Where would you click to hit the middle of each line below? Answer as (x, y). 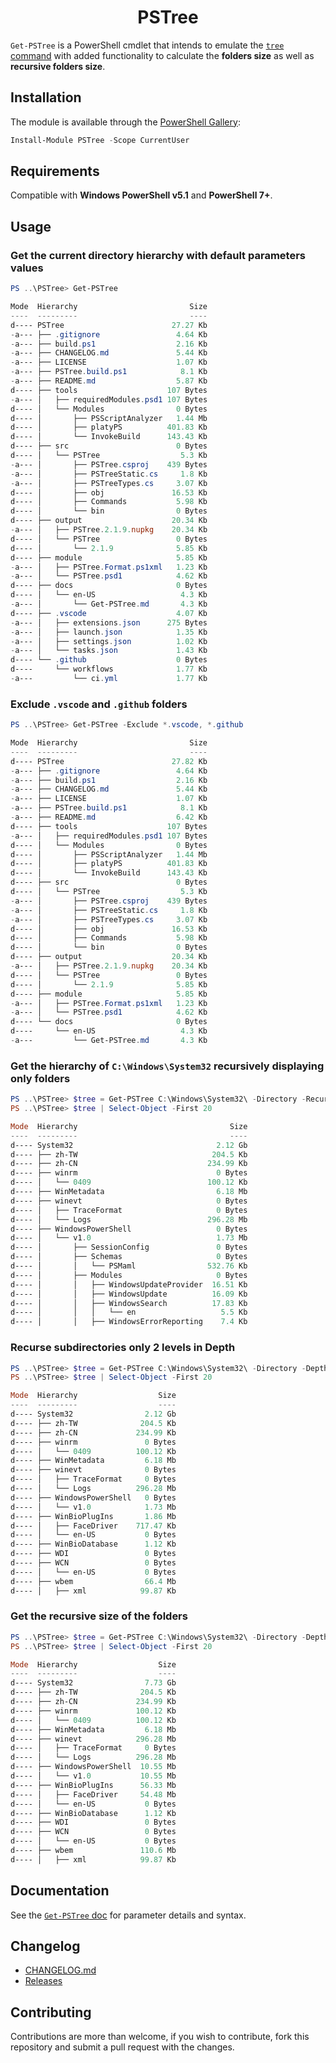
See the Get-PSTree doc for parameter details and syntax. (128, 1915)
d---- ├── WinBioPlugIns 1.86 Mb (93, 1516)
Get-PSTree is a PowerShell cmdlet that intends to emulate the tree (147, 45)
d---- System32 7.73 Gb (93, 1683)
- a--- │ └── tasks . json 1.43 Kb (109, 651)
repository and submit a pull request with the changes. (122, 2047)
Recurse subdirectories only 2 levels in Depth (123, 1348)
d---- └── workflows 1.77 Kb (109, 669)
